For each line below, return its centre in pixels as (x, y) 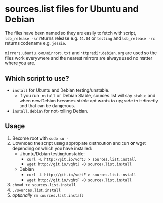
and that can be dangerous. (47, 105)
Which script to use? (37, 78)
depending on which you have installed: (52, 148)
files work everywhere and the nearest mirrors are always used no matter (79, 58)
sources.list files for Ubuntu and (72, 9)
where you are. (20, 63)
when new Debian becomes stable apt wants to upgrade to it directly (89, 101)
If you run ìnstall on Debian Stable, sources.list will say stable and (87, 95)
